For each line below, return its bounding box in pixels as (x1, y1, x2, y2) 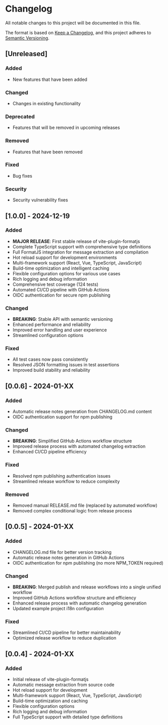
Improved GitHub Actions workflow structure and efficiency (12, 594, 136, 601)
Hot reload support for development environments (12, 254, 117, 261)
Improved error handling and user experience (12, 327, 107, 333)
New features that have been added (12, 76, 87, 82)
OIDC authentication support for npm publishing (12, 414, 113, 420)
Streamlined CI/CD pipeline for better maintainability (12, 629, 121, 635)
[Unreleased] (5, 50, 48, 58)
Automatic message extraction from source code (12, 681, 115, 688)
